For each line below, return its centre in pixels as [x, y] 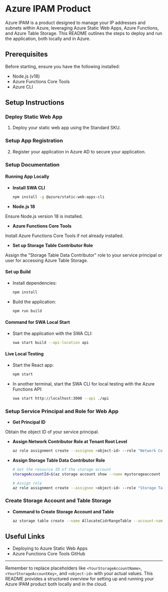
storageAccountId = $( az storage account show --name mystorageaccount [86, 474]
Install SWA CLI [29, 187]
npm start [23, 374]
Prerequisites [26, 54]
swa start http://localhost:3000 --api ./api [60, 398]
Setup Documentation [32, 164]
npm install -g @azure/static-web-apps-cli [58, 197]
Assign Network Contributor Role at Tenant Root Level [70, 442]
